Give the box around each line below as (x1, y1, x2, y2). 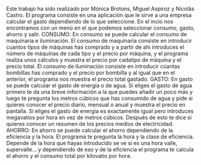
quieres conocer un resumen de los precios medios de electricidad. (6, 120, 174, 127)
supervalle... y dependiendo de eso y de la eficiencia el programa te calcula (6, 146, 194, 153)
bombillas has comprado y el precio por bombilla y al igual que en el (6, 69, 175, 76)
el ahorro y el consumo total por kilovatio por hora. (6, 152, 132, 159)
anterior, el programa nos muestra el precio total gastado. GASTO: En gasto (6, 75, 193, 82)
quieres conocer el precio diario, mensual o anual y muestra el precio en (6, 101, 185, 108)
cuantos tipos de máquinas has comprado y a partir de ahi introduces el (6, 43, 185, 51)
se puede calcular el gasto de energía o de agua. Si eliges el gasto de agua (6, 82, 193, 89)
